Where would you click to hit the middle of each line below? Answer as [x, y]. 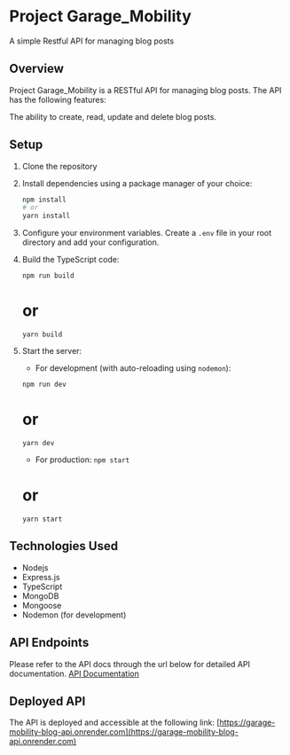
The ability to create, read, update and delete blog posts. [113, 116]
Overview [37, 69]
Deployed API [47, 701]
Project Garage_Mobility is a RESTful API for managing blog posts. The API [145, 90]
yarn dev [38, 444]
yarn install [46, 216]
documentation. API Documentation [74, 673]
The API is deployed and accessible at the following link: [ [114, 723]
